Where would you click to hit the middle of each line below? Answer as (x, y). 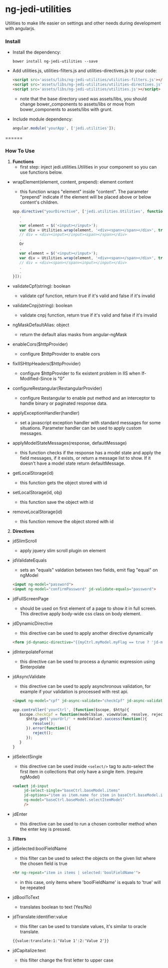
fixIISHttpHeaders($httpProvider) (46, 364)
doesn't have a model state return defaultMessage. (72, 463)
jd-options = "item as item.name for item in (70, 795)
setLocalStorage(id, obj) (37, 493)
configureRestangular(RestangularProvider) (57, 388)
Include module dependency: (42, 119)
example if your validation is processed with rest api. (74, 691)
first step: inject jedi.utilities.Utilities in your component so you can (88, 167)
